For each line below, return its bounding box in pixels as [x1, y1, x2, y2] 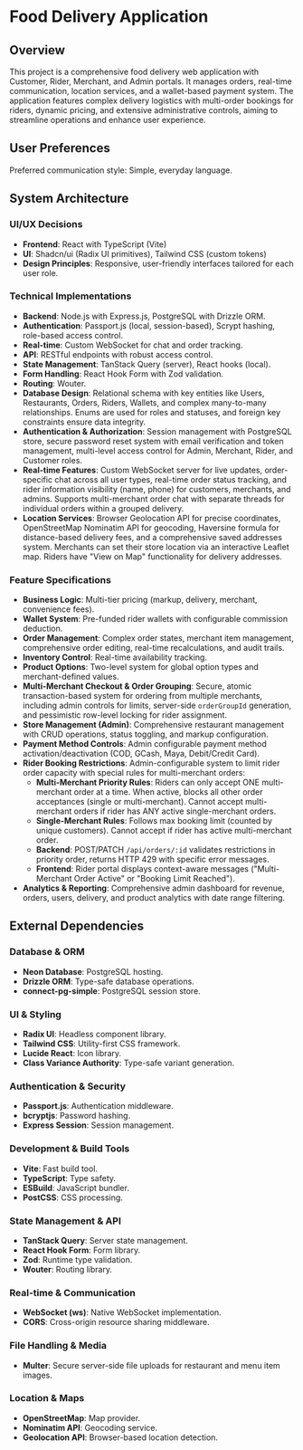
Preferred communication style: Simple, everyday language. [9, 165, 232, 176]
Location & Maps [9, 1392, 85, 1405]
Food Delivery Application [9, 6, 209, 27]
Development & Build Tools [9, 1142, 130, 1155]
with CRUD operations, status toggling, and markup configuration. [22, 729, 269, 739]
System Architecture [9, 191, 129, 206]
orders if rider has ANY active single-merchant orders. [73, 806, 277, 816]
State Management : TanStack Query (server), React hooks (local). [22, 358, 271, 369]
